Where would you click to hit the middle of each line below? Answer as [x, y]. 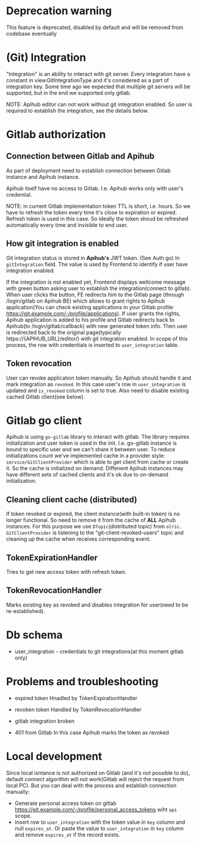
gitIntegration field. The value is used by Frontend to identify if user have [97, 264]
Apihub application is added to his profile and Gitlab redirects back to [90, 320]
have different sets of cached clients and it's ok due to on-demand [87, 474]
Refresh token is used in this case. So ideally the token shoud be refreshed [97, 219]
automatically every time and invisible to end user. [67, 225]
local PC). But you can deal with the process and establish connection [91, 785]
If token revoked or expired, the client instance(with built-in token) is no [93, 514]
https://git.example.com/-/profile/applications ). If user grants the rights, [93, 313]
